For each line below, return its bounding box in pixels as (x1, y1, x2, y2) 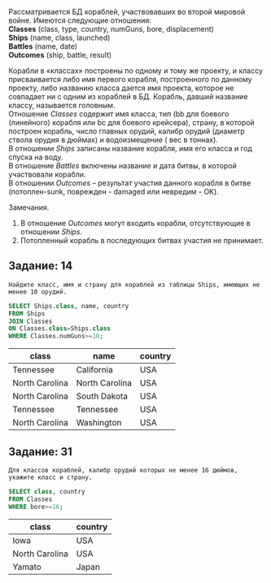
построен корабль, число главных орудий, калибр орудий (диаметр (8, 126, 246, 136)
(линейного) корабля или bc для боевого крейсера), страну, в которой (8, 118, 255, 127)
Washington (76, 417, 122, 429)
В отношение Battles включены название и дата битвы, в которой (8, 161, 238, 170)
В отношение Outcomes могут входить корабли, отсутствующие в (20, 219, 251, 228)
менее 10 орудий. (8, 288, 68, 296)
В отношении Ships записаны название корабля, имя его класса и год (8, 144, 252, 153)
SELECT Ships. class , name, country (8, 302, 129, 310)
